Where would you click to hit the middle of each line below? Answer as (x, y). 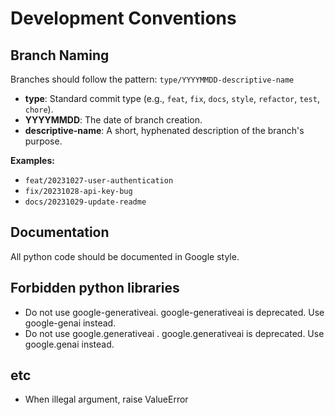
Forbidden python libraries (95, 288)
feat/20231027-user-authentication (99, 181)
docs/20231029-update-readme (85, 202)
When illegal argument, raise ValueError (106, 399)
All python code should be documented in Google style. (125, 256)
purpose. (43, 141)
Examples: (32, 160)
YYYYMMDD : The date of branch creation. (113, 120)
